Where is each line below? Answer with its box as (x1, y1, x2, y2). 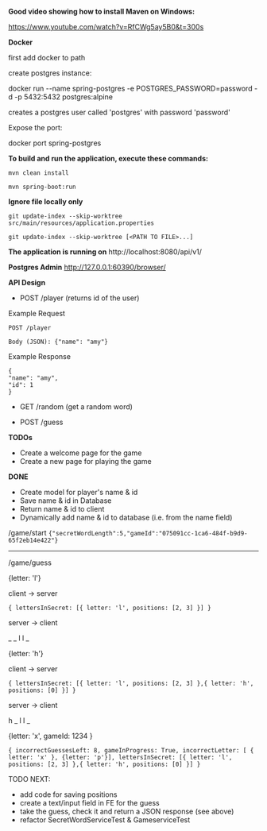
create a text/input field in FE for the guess (19, 798, 161, 807)
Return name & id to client (19, 504, 105, 513)
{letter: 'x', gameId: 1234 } (8, 731, 93, 740)
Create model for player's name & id (19, 488, 138, 497)
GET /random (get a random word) (19, 402, 133, 412)
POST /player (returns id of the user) (19, 293, 140, 303)
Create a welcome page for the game (19, 448, 142, 458)
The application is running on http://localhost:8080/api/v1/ (8, 247, 203, 257)
